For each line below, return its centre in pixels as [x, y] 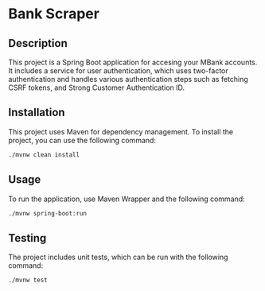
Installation [37, 113]
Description [38, 43]
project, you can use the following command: [82, 140]
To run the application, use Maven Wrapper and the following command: [127, 199]
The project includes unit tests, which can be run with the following [118, 257]
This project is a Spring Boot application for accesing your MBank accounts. [133, 62]
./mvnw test [28, 280]
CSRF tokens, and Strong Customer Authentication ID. [97, 87]
